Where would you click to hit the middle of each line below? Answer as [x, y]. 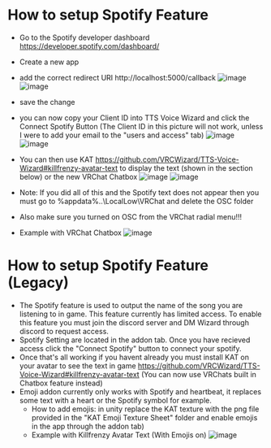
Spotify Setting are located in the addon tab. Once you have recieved [135, 340]
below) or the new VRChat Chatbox [78, 176]
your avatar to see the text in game [77, 365]
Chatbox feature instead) [61, 383]
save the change [47, 102]
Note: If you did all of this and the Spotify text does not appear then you [139, 192]
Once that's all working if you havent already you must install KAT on [134, 357]
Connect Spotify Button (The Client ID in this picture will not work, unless [141, 126]
